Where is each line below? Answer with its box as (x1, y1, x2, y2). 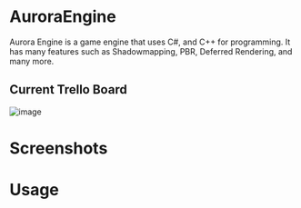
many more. (9, 55, 55, 66)
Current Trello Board (9, 82, 127, 97)
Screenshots (9, 138, 108, 158)
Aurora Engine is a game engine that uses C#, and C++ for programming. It (9, 36, 291, 47)
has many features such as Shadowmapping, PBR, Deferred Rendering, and (9, 45, 293, 56)
